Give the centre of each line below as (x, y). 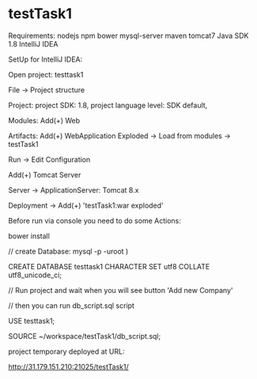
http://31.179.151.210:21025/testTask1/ (68, 366)
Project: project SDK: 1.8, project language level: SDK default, (108, 105)
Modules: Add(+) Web (44, 120)
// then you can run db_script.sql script (71, 306)
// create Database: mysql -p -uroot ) (68, 251)
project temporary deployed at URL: (66, 351)
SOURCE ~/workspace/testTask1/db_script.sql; (85, 336)
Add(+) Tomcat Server (45, 174)
